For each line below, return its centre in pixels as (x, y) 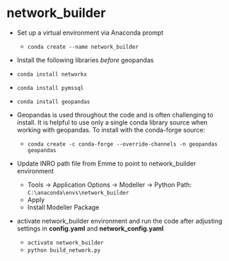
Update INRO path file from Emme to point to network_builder (106, 163)
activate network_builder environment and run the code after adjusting (119, 221)
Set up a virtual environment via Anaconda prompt (90, 33)
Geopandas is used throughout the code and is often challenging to (115, 115)
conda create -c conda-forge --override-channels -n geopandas (123, 144)
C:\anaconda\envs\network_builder (78, 192)
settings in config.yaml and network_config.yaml (90, 228)
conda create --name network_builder (83, 47)
